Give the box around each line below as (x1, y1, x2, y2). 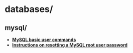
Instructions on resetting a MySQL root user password (12, 42, 128, 48)
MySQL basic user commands (12, 36, 76, 42)
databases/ (5, 3, 53, 15)
